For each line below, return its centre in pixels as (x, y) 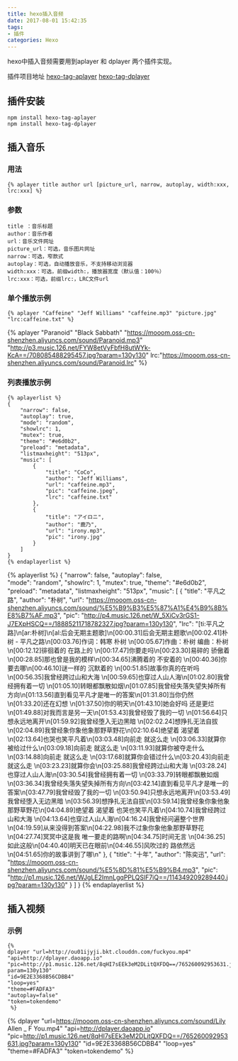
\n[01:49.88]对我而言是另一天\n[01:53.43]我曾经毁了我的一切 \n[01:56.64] (114, 712)
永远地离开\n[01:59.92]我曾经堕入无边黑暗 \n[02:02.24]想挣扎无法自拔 (115, 721)
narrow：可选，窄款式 (35, 256)
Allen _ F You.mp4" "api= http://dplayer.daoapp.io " (80, 1028)
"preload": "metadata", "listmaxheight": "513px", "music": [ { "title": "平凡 (113, 591)
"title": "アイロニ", (75, 517)
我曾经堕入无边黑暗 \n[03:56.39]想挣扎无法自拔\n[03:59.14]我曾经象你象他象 (119, 801)
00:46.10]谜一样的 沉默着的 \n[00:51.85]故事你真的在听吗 (117, 668)
